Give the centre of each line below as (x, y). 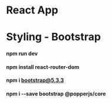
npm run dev (22, 53)
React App (32, 10)
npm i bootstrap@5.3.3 (35, 80)
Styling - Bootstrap (54, 37)
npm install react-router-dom (43, 67)
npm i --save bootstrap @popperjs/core (56, 94)
